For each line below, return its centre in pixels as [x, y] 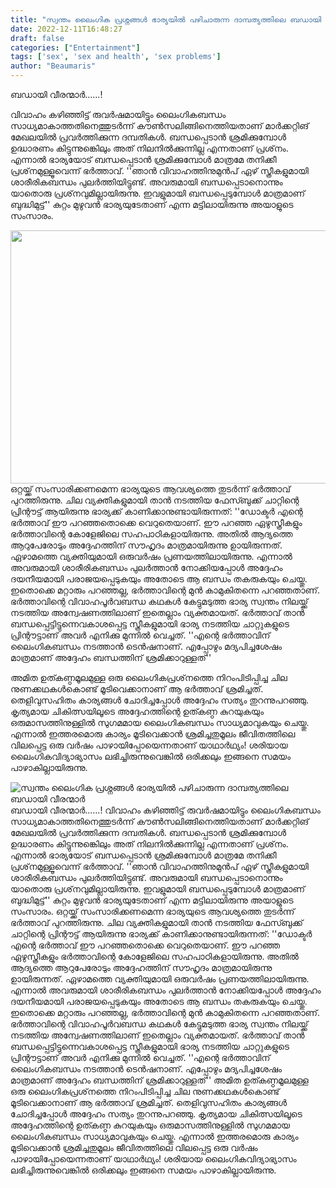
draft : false [37, 38]
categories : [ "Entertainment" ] [75, 47]
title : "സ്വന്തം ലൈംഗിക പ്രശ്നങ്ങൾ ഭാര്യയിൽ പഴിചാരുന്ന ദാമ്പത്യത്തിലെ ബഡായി [166, 19]
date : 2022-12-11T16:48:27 [66, 29]
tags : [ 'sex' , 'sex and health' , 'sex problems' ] [116, 57]
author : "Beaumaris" [53, 66]
